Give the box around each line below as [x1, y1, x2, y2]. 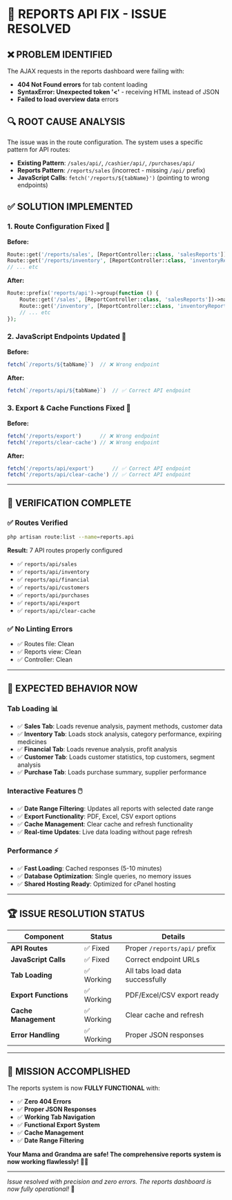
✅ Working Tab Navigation [17, 1113, 95, 1122]
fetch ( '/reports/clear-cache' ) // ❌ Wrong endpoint [7, 439, 160, 446]
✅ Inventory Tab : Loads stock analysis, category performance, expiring [17, 729, 222, 738]
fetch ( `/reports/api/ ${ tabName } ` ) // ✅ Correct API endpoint [7, 387, 191, 394]
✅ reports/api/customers [17, 582, 90, 591]
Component [23, 932, 64, 941]
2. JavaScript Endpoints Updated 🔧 [7, 332, 126, 342]
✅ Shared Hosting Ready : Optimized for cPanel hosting [17, 880, 176, 888]
